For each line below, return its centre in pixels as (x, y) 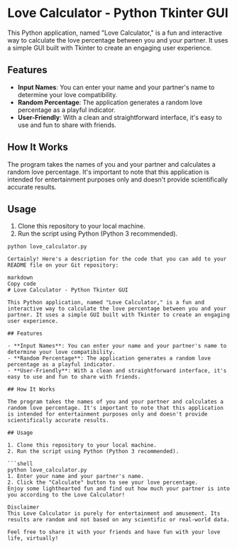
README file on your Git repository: (63, 265)
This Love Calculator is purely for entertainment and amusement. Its (114, 514)
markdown (20, 278)
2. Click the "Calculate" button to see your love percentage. (103, 483)
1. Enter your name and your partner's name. (76, 477)
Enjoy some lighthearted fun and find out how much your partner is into (119, 489)
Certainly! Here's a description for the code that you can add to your (117, 259)
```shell (20, 464)
